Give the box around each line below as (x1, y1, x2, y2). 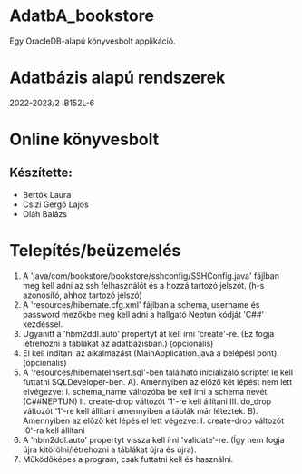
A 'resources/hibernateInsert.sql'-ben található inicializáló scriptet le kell (22, 367, 293, 378)
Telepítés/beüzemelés (9, 241, 181, 262)
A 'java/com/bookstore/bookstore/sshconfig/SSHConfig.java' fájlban (22, 270, 279, 281)
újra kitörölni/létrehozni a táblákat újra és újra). (22, 444, 197, 455)
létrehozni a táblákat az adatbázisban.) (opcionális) (22, 338, 214, 349)
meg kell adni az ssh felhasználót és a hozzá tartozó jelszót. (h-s (22, 280, 265, 291)
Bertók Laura (22, 189, 72, 200)
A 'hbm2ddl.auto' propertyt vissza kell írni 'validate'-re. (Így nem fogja (22, 434, 285, 445)
